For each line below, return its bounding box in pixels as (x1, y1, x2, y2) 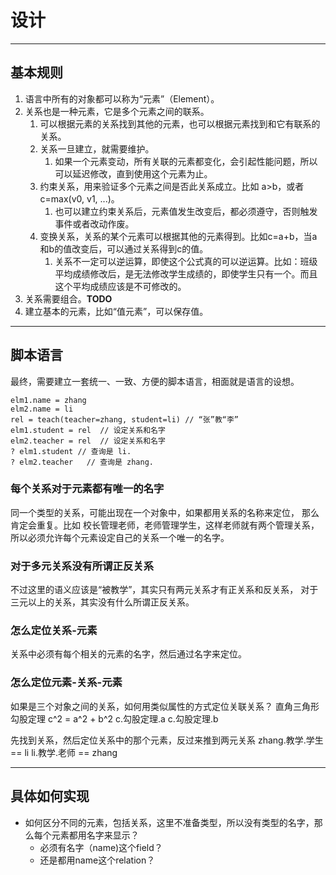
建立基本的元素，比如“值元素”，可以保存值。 (24, 305, 209, 317)
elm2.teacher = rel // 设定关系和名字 (10, 436, 166, 446)
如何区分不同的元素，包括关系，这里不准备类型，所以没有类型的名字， (24, 816, 315, 828)
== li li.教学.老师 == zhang (10, 746, 118, 758)
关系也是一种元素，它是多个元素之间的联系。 (24, 105, 210, 117)
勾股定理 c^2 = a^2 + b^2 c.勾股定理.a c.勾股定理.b (10, 712, 219, 725)
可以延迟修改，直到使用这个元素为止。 (54, 167, 213, 180)
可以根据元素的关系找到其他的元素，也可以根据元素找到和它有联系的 (39, 117, 321, 130)
